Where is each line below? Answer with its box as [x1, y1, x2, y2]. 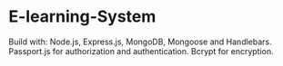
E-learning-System [8, 6, 157, 27]
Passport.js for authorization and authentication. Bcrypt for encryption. [8, 45, 274, 56]
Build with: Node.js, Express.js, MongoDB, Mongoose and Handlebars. [8, 36, 272, 47]
